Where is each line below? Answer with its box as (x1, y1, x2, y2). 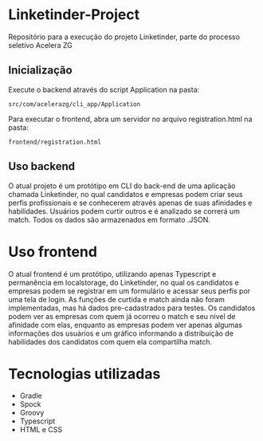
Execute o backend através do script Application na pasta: (8, 85, 200, 94)
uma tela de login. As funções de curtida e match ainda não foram (8, 294, 225, 304)
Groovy (19, 408, 45, 418)
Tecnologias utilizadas (8, 364, 161, 383)
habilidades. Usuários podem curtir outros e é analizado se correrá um (8, 206, 241, 216)
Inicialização (8, 64, 73, 77)
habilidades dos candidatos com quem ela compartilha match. (8, 337, 213, 346)
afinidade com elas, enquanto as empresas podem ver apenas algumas (8, 320, 243, 329)
